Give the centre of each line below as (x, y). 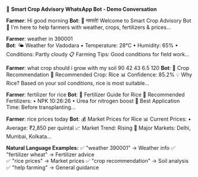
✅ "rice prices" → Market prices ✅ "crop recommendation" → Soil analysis (97, 161)
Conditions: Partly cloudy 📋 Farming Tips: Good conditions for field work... (98, 54)
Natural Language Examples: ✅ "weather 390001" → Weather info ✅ (91, 148)
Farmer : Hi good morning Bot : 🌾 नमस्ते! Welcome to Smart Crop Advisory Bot (99, 20)
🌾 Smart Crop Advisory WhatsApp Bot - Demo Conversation (82, 9)
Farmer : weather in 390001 (39, 39)
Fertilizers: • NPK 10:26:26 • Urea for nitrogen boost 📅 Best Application (93, 101)
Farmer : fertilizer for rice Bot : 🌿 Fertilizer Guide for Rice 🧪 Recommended (95, 94)
